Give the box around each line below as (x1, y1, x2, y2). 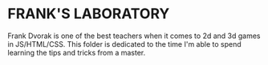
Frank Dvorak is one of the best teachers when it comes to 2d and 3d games (7, 31, 262, 40)
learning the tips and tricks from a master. (7, 48, 146, 57)
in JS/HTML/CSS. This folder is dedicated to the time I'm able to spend (7, 39, 242, 48)
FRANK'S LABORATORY (7, 5, 170, 23)
